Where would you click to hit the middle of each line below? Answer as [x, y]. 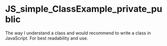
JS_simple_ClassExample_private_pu [84, 9]
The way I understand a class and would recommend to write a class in [78, 33]
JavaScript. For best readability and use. [47, 38]
